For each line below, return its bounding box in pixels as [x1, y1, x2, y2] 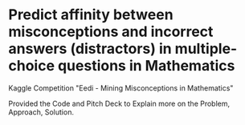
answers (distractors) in [8, 40, 172, 58]
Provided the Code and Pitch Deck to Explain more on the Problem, [8, 99, 231, 108]
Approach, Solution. [8, 107, 75, 117]
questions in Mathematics [57, 57, 235, 75]
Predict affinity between [8, 6, 174, 24]
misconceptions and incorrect [8, 22, 214, 41]
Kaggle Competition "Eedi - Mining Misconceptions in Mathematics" [8, 83, 234, 93]
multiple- [174, 40, 238, 58]
